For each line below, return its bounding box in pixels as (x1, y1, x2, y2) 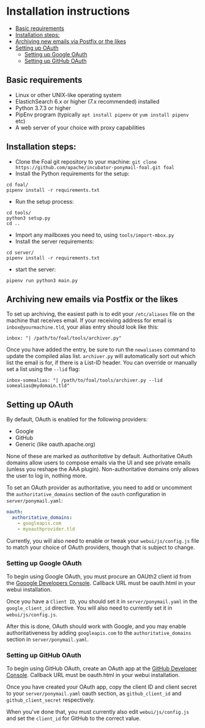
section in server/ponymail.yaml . (6, 635, 89, 643)
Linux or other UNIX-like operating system (15, 91, 122, 99)
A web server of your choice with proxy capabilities (15, 124, 146, 131)
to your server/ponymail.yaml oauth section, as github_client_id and (6, 690, 182, 697)
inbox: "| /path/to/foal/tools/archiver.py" (6, 335, 122, 342)
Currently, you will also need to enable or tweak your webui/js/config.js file (6, 537, 199, 544)
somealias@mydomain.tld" (6, 383, 70, 389)
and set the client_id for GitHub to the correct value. (6, 715, 141, 722)
